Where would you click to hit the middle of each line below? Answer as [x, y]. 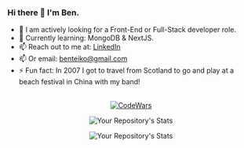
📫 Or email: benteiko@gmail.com [73, 59]
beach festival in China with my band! [79, 82]
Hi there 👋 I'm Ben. [44, 13]
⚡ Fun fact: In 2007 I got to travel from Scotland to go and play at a [126, 71]
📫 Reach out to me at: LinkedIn [69, 47]
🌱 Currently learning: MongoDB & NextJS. [86, 38]
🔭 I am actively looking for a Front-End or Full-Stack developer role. [127, 30]
